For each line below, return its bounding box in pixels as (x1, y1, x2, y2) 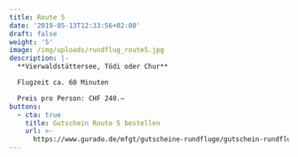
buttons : (9, 102, 42, 111)
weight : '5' (9, 37, 53, 47)
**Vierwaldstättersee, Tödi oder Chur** (17, 63, 169, 71)
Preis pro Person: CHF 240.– (17, 93, 125, 102)
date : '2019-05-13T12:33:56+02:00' (9, 21, 141, 30)
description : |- (9, 54, 69, 63)
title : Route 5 (9, 12, 66, 22)
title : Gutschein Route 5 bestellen (25, 118, 161, 128)
